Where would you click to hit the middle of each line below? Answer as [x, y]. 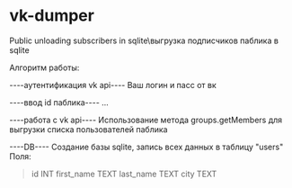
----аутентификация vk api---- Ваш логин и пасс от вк [113, 85]
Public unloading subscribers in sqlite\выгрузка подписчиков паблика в [144, 40]
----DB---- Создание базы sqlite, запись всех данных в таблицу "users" [146, 147]
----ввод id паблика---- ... [59, 102]
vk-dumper [52, 16]
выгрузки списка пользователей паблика [88, 129]
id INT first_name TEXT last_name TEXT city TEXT [124, 174]
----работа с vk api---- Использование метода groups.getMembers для [146, 120]
